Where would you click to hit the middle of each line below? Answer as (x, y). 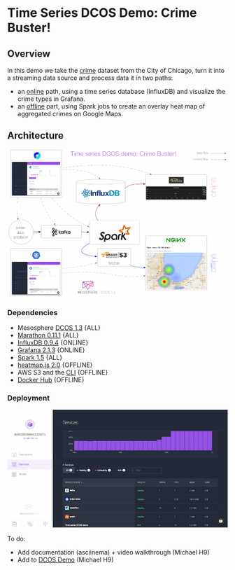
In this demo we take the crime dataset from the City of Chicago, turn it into (116, 70)
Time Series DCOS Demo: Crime (102, 13)
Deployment (29, 398)
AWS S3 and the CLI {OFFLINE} (63, 373)
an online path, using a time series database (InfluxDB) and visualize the (121, 91)
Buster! (29, 28)
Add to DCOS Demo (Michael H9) (65, 559)
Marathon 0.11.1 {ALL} (48, 335)
